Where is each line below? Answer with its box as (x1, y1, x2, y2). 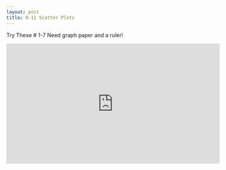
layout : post (6, 9, 40, 15)
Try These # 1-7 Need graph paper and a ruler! (6, 31, 124, 38)
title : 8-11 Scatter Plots (6, 15, 75, 21)
